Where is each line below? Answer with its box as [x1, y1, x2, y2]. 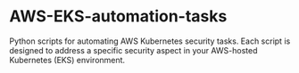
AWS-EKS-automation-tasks [9, 6, 228, 27]
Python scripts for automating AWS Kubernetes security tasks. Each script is [9, 36, 291, 46]
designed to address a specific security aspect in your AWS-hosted [9, 45, 258, 55]
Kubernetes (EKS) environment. [9, 54, 126, 65]
